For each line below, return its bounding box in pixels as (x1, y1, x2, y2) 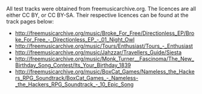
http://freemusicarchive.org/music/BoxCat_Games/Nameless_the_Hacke (14, 68, 195, 75)
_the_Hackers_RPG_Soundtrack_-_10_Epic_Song (14, 81, 134, 88)
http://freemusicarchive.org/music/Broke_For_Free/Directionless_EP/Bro (14, 30, 195, 37)
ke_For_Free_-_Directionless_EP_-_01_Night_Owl (14, 36, 134, 43)
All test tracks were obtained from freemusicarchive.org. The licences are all (6, 5, 196, 12)
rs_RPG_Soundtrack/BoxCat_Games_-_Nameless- (14, 75, 139, 81)
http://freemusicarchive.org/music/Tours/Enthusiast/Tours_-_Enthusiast (14, 42, 193, 49)
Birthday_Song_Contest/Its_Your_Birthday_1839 (14, 61, 131, 69)
